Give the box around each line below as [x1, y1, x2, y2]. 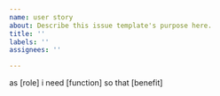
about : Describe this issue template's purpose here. [9, 21, 213, 30]
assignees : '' [9, 46, 62, 55]
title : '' [9, 29, 46, 38]
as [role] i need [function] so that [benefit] [9, 78, 163, 88]
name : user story [9, 12, 74, 22]
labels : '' [9, 37, 50, 47]
